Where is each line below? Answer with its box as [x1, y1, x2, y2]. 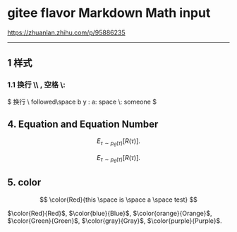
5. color [7, 176, 42, 188]
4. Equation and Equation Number [7, 118, 159, 130]
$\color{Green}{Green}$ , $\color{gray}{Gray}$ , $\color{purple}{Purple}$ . [7, 216, 222, 225]
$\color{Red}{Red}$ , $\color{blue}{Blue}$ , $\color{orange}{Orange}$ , [7, 209, 213, 217]
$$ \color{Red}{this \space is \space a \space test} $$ [39, 195, 197, 204]
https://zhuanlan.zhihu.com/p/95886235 [7, 28, 126, 37]
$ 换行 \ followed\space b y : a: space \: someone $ [7, 97, 157, 106]
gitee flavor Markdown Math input [7, 5, 211, 21]
